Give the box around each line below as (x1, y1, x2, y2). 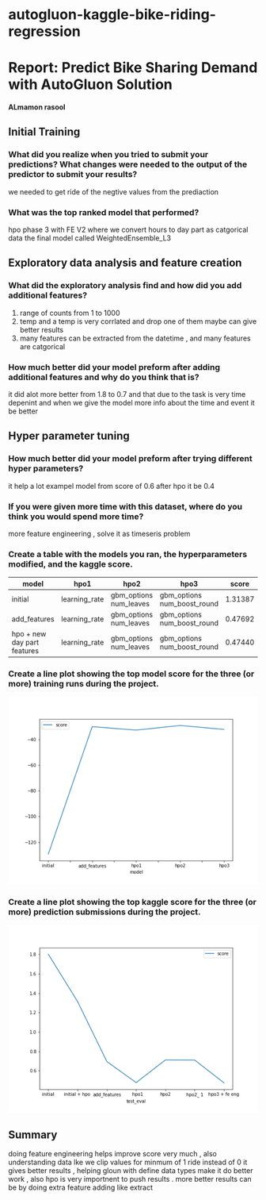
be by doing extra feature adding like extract (8, 1183, 153, 1192)
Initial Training (8, 125, 81, 139)
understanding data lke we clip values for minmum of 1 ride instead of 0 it (8, 1157, 248, 1167)
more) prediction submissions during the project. (8, 906, 201, 917)
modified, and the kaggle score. (8, 558, 133, 569)
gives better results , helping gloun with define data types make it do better (8, 1166, 253, 1175)
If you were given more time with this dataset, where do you (8, 501, 243, 512)
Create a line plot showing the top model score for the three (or (8, 668, 255, 679)
